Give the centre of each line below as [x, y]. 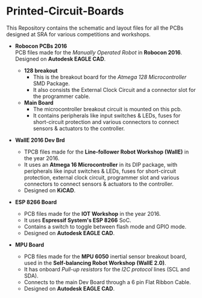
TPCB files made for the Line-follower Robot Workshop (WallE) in [106, 152]
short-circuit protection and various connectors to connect [106, 121]
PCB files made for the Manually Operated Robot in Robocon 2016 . [99, 52]
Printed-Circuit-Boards [65, 11]
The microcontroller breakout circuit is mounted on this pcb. [108, 109]
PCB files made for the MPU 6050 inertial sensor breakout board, [105, 256]
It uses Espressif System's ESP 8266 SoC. [77, 220]
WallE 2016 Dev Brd [40, 140]
